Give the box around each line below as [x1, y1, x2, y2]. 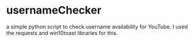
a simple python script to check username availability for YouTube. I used [6, 23, 188, 30]
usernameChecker [6, 4, 102, 17]
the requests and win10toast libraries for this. [6, 29, 118, 36]
